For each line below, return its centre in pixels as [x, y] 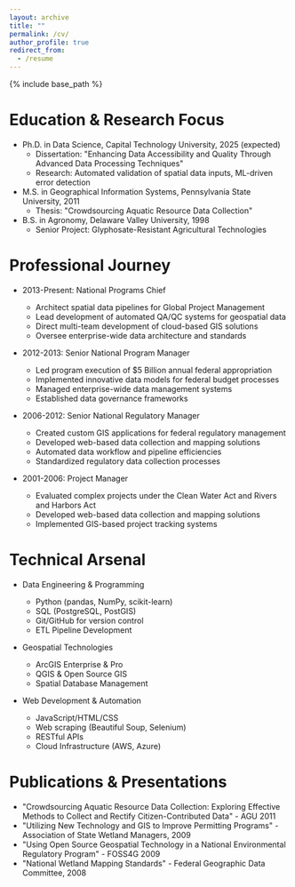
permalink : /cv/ [39, 34]
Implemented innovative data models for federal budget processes [157, 380]
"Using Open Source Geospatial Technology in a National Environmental [154, 844]
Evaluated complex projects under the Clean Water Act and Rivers [156, 495]
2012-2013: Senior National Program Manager [106, 353]
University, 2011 [51, 201]
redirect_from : [37, 51]
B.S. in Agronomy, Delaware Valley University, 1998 [116, 220]
